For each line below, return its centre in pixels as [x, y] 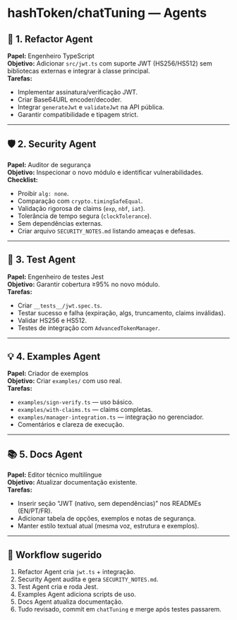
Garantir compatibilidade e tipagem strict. [78, 115]
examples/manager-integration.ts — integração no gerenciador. [111, 417]
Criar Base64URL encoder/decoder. [69, 99]
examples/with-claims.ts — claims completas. [85, 410]
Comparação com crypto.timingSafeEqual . [80, 201]
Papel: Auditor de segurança [49, 164]
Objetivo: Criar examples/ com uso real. [65, 381]
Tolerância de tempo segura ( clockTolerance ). [84, 216]
